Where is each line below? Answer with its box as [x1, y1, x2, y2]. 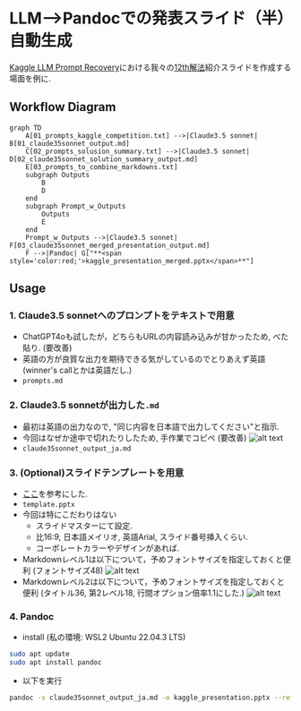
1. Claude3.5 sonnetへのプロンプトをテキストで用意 [9, 310, 235, 322]
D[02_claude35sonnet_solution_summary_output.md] [9, 154, 199, 164]
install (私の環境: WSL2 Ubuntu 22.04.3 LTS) [21, 632, 186, 643]
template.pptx [21, 501, 75, 510]
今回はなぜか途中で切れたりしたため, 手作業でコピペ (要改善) [21, 432, 247, 443]
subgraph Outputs [25, 170, 90, 179]
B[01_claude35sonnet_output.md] [9, 139, 130, 148]
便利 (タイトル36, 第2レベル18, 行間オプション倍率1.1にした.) [21, 587, 245, 598]
